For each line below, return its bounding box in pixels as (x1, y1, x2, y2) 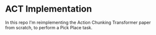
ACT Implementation (5, 3, 92, 15)
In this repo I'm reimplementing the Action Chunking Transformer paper (5, 19, 151, 25)
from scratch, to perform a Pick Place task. (5, 24, 93, 30)
